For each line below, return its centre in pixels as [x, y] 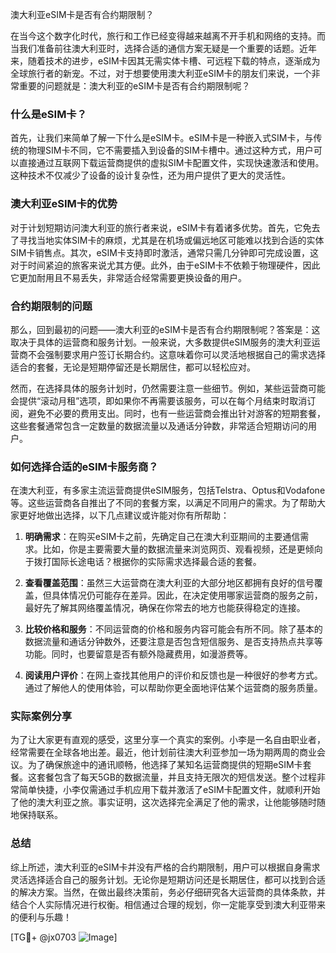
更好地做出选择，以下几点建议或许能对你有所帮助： [124, 515]
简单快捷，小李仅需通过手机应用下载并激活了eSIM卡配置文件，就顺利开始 [169, 790]
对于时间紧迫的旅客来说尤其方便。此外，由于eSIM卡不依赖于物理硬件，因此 [165, 265]
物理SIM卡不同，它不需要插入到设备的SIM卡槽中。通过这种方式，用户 [170, 150]
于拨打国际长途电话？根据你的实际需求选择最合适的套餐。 [143, 562]
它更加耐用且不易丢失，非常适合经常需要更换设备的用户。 [128, 277]
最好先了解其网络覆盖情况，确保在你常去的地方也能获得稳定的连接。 [165, 608]
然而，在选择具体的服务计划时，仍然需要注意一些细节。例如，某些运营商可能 [168, 388]
